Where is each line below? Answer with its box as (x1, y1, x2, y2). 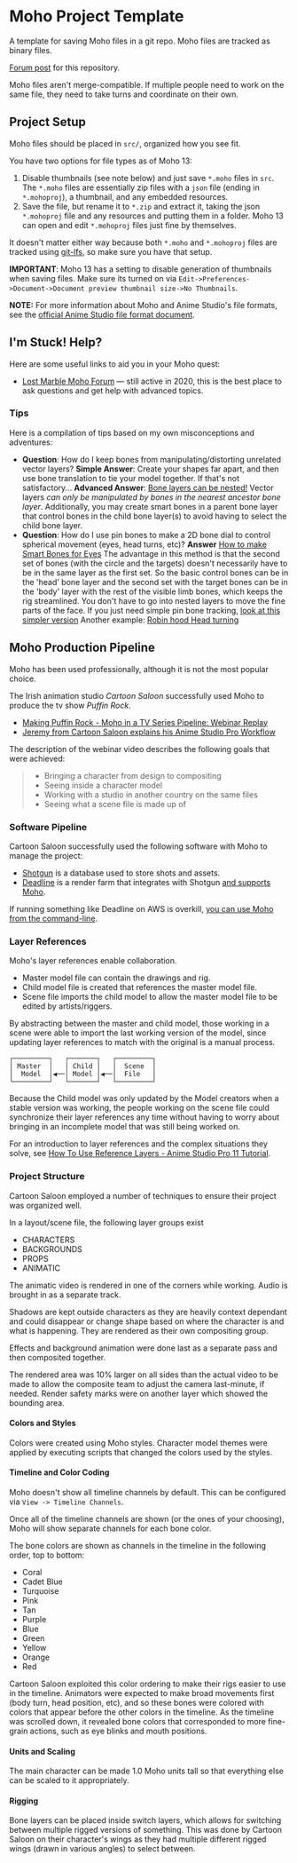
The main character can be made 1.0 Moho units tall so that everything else (9, 1765, 284, 1777)
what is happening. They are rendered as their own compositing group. (9, 1325, 269, 1336)
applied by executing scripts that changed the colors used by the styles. (9, 1447, 273, 1457)
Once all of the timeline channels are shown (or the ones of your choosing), (9, 1513, 285, 1524)
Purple (21, 1613, 47, 1624)
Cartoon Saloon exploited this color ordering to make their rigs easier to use (9, 1678, 286, 1689)
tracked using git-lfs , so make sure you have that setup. (9, 246, 213, 257)
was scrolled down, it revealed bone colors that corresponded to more (9, 1716, 266, 1726)
